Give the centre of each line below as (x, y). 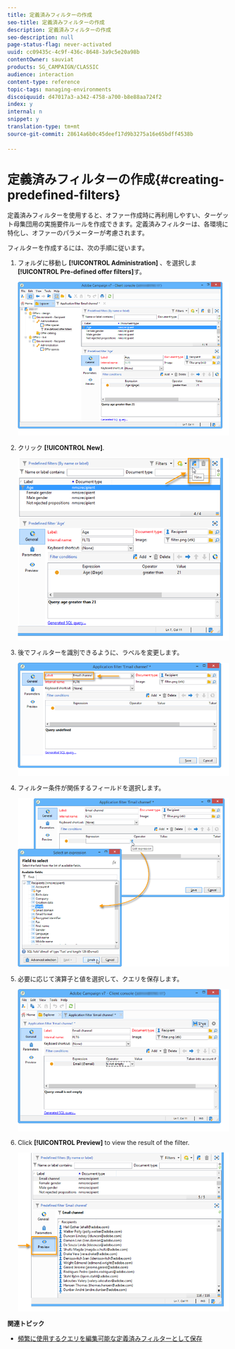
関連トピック (26, 1323)
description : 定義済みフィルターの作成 (59, 30)
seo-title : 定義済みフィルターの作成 (56, 22)
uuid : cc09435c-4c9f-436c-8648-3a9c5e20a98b (74, 52)
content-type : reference (44, 82)
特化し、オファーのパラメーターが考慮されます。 (78, 233)
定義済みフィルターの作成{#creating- (116, 179)
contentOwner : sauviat (40, 60)
